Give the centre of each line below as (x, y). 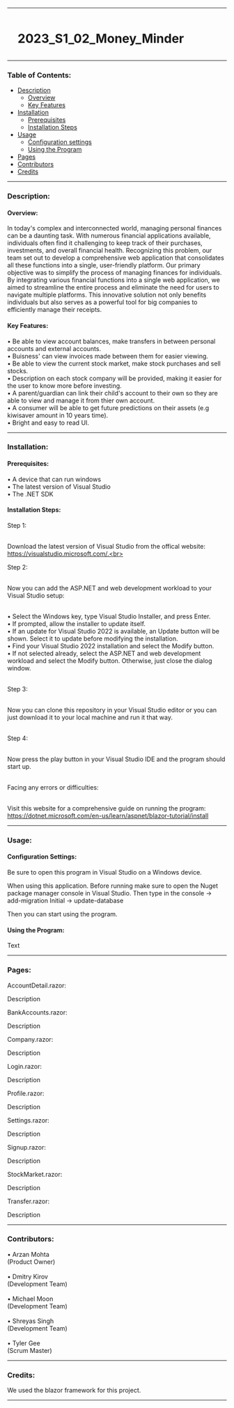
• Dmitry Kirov (28, 1276)
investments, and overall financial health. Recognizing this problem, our (110, 251)
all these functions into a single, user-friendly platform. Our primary (104, 265)
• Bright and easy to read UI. (48, 423)
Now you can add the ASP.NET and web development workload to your (110, 588)
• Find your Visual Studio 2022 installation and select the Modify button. (111, 646)
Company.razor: (30, 1039)
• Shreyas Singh (31, 1321)
